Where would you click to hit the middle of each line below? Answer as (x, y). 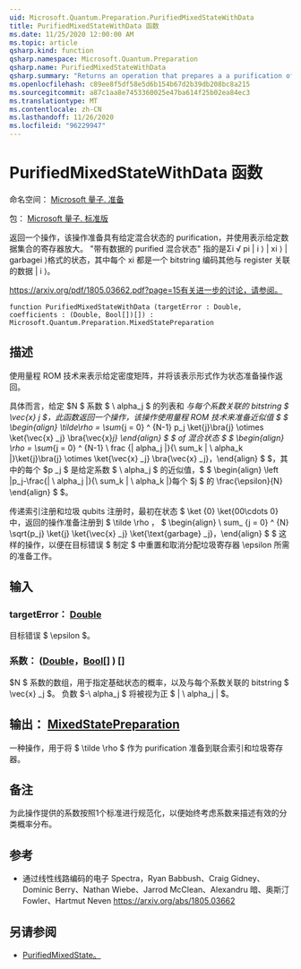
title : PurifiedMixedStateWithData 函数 (84, 26)
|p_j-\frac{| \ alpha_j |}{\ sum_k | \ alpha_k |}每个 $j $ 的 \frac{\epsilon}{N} (146, 481)
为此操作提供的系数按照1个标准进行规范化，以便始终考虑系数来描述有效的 (144, 813)
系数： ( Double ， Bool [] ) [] (67, 661)
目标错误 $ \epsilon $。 (52, 636)
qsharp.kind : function (52, 51)
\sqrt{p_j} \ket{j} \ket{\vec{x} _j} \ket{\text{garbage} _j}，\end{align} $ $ (143, 533)
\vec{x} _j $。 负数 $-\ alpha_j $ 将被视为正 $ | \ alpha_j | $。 (122, 693)
